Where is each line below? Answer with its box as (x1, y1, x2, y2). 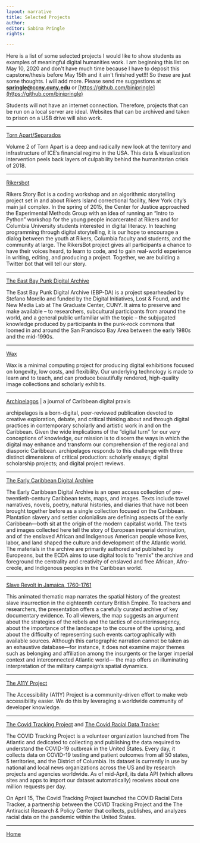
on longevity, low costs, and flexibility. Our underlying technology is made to (6, 368, 193, 375)
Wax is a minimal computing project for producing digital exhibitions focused (6, 362, 194, 369)
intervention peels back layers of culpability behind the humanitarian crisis (6, 156, 189, 163)
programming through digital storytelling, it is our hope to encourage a (6, 228, 179, 236)
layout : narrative (6, 8, 52, 15)
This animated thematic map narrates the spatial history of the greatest (6, 593, 180, 600)
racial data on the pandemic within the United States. (6, 813, 136, 821)
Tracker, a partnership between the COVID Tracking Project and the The (6, 801, 183, 808)
